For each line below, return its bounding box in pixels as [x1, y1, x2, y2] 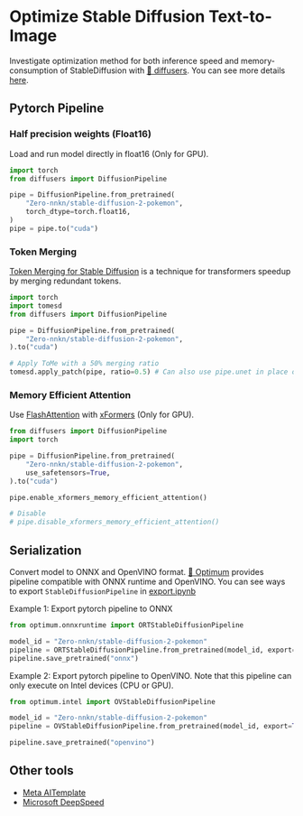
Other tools [9, 763, 74, 778]
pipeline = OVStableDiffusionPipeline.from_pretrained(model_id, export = [9, 722, 293, 731]
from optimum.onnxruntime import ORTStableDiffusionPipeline [9, 621, 244, 630]
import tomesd [9, 301, 63, 311]
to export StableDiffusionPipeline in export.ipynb [9, 586, 197, 597]
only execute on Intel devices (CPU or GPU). [9, 680, 174, 691]
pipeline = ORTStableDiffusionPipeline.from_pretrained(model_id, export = [9, 645, 297, 654]
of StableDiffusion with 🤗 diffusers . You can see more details [60, 65, 286, 76]
